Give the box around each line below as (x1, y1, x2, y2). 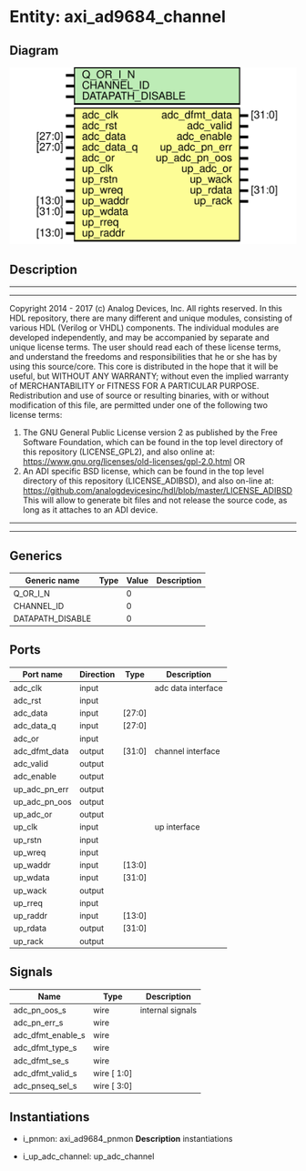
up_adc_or (13, 809, 53, 820)
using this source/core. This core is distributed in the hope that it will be (9, 361, 279, 372)
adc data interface (154, 682, 223, 693)
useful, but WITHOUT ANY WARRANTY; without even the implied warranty (9, 371, 290, 382)
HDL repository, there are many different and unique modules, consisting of (9, 312, 293, 324)
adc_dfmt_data (13, 745, 69, 757)
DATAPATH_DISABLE (13, 613, 92, 625)
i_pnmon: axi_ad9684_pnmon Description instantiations (22, 1134, 233, 1145)
